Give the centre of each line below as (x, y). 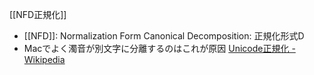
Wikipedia (44, 59)
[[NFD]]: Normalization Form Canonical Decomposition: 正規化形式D (164, 36)
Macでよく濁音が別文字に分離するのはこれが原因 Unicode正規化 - (159, 48)
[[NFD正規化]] (38, 14)
